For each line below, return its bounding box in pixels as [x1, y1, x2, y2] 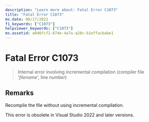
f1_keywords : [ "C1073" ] [5, 21, 55, 27]
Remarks [5, 89, 34, 97]
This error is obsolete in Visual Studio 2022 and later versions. [5, 111, 134, 118]
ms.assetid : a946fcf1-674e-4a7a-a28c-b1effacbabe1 [5, 31, 114, 36]
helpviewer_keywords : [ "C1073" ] [5, 26, 73, 31]
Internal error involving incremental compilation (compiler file [17, 69, 144, 75]
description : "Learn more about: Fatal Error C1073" [5, 7, 118, 13]
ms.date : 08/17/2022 [5, 17, 49, 22]
